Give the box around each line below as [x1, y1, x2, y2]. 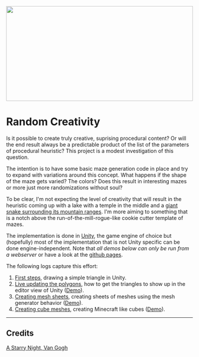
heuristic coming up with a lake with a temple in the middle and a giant [6, 202, 178, 209]
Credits [6, 329, 34, 339]
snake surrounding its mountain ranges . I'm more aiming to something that [6, 208, 188, 215]
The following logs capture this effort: [6, 262, 98, 269]
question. [6, 154, 30, 161]
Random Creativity [6, 115, 101, 129]
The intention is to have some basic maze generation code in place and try [6, 165, 188, 172]
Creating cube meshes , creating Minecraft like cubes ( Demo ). [14, 305, 166, 313]
